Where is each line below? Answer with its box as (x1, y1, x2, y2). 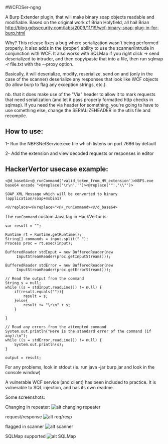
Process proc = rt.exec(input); (5, 241, 73, 246)
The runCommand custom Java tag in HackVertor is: (5, 213, 108, 219)
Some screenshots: (5, 394, 45, 400)
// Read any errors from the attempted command (5, 324, 107, 329)
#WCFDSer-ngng (5, 5, 41, 10)
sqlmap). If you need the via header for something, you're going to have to (5, 102, 159, 108)
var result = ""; (5, 223, 42, 228)
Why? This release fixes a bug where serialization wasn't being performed (5, 40, 159, 46)
